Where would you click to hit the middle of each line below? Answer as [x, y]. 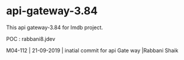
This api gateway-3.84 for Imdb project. [55, 27]
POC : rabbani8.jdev [31, 39]
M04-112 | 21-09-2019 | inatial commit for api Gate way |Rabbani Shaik [92, 50]
